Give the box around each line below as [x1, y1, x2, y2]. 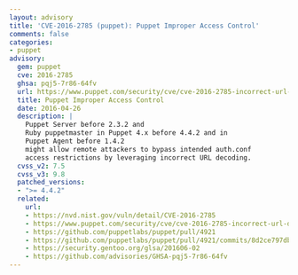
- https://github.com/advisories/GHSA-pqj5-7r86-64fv [25, 252, 228, 262]
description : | [17, 112, 74, 121]
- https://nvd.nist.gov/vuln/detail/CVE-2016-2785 [25, 210, 216, 220]
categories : [9, 37, 53, 47]
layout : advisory [9, 12, 74, 22]
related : [17, 194, 50, 204]
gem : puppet [17, 63, 62, 72]
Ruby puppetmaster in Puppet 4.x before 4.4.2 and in [25, 129, 228, 137]
